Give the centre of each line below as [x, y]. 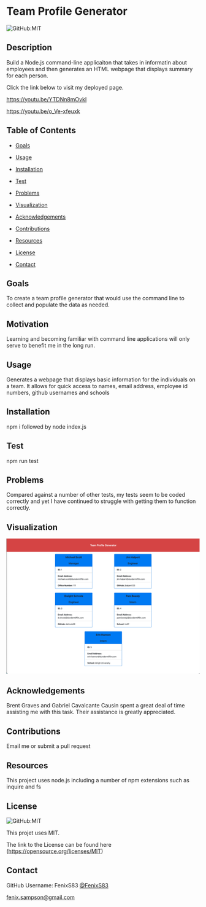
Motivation [28, 324]
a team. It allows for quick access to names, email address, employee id [97, 386]
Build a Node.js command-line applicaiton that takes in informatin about [97, 62]
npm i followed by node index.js [47, 426]
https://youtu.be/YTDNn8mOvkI [47, 99]
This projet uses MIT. [33, 833]
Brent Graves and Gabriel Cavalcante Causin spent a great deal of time [96, 706]
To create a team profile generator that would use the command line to [96, 298]
